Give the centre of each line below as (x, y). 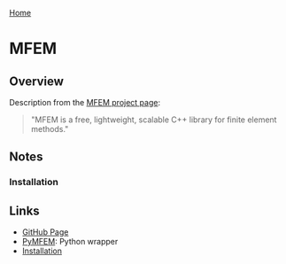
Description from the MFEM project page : (85, 102)
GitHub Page (45, 232)
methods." (50, 129)
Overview (37, 81)
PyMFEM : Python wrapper (70, 242)
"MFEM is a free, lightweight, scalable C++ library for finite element (154, 120)
